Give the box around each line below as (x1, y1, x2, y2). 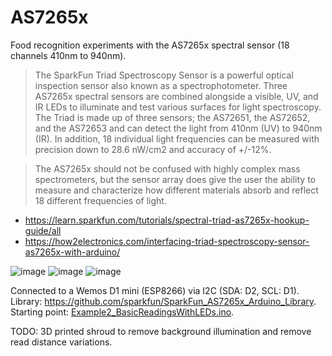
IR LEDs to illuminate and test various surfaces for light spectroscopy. (34, 101, 322, 113)
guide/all (24, 224, 62, 236)
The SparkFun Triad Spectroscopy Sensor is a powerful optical (34, 69, 294, 81)
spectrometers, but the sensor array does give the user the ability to (34, 173, 317, 185)
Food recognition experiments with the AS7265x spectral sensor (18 (10, 39, 290, 51)
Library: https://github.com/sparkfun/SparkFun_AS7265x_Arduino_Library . (10, 295, 317, 307)
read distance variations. (10, 336, 113, 348)
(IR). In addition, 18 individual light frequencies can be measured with (34, 132, 320, 145)
